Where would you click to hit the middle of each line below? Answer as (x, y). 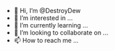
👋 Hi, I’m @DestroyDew (47, 11)
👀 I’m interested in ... (43, 18)
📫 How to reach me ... (46, 40)
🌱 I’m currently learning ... (51, 25)
